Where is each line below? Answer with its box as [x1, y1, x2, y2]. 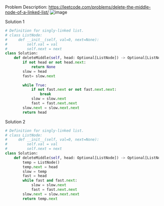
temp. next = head [22, 165, 58, 169]
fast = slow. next [22, 73, 56, 79]
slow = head [22, 69, 47, 74]
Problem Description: [5, 4, 48, 10]
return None [31, 64, 56, 69]
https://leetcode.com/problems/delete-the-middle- [48, 4, 151, 10]
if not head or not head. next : [22, 60, 86, 65]
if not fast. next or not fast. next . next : [31, 87, 117, 92]
